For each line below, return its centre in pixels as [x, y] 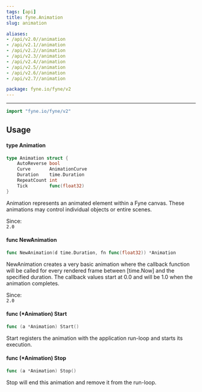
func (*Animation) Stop [36, 358]
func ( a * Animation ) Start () [43, 327]
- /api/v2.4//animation [36, 62]
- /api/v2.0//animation [36, 40]
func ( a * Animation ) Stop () [41, 371]
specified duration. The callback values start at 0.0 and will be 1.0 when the [99, 277]
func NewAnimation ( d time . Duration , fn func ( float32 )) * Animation [91, 253]
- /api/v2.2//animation [36, 51]
